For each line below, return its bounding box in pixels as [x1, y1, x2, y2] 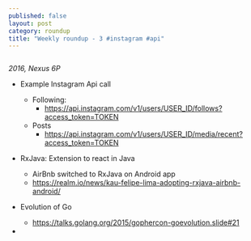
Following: [32, 95, 67, 105]
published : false [8, 11, 67, 20]
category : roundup [8, 27, 70, 35]
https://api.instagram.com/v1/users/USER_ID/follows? [44, 104, 223, 113]
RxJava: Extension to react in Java [19, 154, 135, 163]
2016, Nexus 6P [8, 64, 61, 74]
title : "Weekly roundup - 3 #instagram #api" [8, 34, 164, 43]
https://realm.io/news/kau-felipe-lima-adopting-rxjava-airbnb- [32, 178, 241, 188]
